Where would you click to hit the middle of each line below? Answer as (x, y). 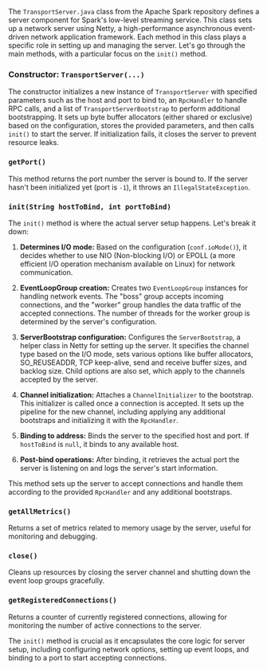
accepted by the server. (59, 379)
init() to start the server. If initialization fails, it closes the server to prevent (132, 134)
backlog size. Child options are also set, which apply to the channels (132, 370)
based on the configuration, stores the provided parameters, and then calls (132, 126)
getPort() (27, 162)
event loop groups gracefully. (57, 581)
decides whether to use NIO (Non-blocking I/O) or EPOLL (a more (128, 255)
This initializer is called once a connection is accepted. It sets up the (132, 403)
